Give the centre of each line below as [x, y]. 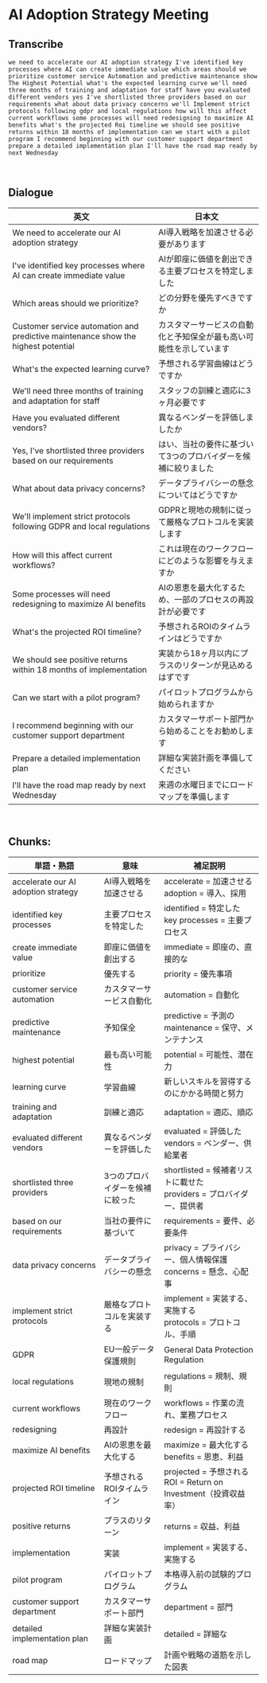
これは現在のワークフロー [206, 549]
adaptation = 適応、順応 [209, 1112]
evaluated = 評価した [203, 1131]
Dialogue [31, 193]
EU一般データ [129, 1349]
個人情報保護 [204, 1259]
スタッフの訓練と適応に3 [205, 390]
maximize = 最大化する [206, 1445]
